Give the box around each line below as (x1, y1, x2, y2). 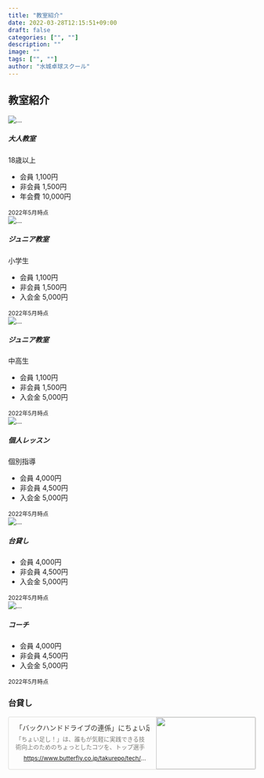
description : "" (8, 41, 61, 49)
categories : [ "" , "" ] (8, 33, 79, 42)
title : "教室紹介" (8, 11, 64, 20)
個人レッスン (8, 436, 49, 445)
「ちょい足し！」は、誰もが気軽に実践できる (15, 735, 139, 743)
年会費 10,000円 (19, 192, 72, 201)
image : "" (8, 48, 41, 56)
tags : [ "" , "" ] (8, 56, 58, 64)
